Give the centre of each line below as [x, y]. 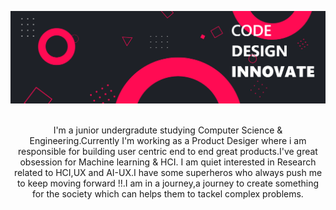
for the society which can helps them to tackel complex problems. [168, 194]
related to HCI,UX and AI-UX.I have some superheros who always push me [168, 173]
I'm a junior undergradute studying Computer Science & [168, 130]
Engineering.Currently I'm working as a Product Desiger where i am [168, 141]
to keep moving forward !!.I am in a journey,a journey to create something [168, 183]
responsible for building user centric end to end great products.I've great [168, 152]
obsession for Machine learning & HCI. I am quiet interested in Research [168, 162]
